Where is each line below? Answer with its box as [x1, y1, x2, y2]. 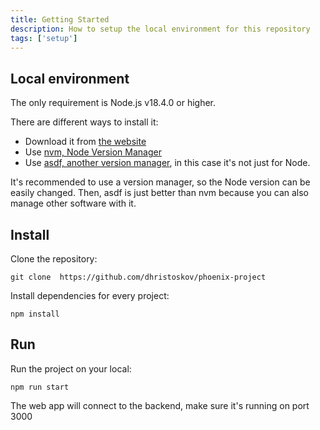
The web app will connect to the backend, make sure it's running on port [10, 399, 310, 411]
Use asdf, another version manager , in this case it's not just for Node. [24, 157, 311, 169]
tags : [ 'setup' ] [10, 33, 78, 43]
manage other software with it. [10, 197, 137, 210]
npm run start [10, 382, 70, 392]
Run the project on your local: [10, 362, 132, 375]
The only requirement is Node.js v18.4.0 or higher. [10, 97, 217, 109]
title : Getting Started [10, 14, 110, 25]
